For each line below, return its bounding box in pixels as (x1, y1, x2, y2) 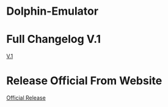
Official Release (6, 94, 46, 101)
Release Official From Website (6, 74, 163, 88)
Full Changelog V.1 (6, 32, 101, 46)
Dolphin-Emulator (6, 4, 99, 18)
